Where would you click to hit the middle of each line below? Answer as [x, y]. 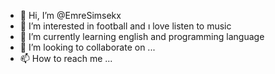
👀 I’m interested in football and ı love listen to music [125, 26]
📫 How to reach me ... [66, 58]
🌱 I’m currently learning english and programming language [142, 36]
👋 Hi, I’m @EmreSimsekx [70, 15]
